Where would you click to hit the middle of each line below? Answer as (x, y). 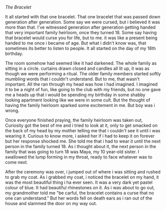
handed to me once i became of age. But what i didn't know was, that (76, 43)
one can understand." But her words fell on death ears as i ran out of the (79, 198)
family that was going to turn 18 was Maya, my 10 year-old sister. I (72, 152)
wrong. (12, 110)
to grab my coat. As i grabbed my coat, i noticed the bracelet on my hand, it (82, 177)
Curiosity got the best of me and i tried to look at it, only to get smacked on (82, 125)
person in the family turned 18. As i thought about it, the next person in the (81, 146)
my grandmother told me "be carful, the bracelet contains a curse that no (80, 193)
